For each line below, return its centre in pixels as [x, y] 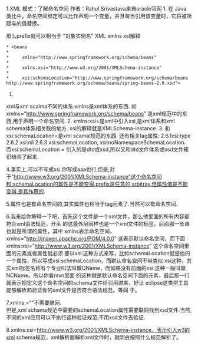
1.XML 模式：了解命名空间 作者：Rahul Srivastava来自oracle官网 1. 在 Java [96, 9]
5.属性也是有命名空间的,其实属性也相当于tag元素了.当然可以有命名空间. [92, 204]
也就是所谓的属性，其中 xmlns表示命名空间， [60, 231]
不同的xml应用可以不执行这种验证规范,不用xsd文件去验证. [76, 317]
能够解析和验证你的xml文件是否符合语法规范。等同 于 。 [73, 290]
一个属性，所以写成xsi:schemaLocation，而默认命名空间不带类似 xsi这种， [96, 261]
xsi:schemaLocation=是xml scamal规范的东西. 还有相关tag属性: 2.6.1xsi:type [98, 136]
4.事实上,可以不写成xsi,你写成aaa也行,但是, [58, 169]
